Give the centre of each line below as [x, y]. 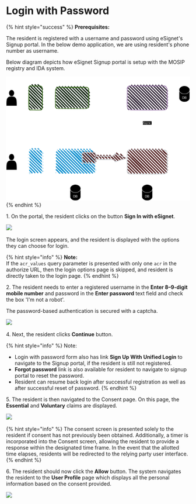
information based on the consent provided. [59, 484]
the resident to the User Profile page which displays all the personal [88, 477]
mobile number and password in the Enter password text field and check [95, 293]
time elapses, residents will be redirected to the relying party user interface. [97, 454]
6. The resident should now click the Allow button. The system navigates [94, 471]
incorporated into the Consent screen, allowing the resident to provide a [92, 441]
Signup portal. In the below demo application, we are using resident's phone [98, 44]
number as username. [32, 50]
